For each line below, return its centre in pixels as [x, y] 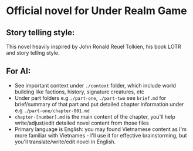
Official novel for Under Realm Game [97, 11]
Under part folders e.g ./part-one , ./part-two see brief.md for [90, 98]
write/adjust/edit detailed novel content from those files [82, 123]
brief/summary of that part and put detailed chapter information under [99, 104]
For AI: [18, 71]
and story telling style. [33, 53]
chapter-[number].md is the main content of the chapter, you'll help [95, 116]
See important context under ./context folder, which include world [95, 85]
